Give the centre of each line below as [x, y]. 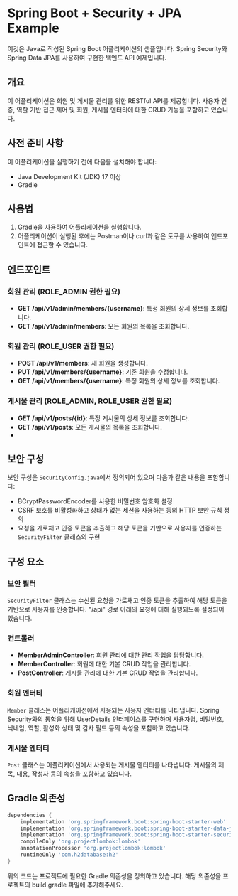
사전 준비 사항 [35, 143]
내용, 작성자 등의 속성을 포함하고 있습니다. [74, 774]
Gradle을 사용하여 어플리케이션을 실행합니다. [79, 227]
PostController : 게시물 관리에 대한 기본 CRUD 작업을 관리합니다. [108, 673]
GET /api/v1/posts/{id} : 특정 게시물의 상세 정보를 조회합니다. [103, 418]
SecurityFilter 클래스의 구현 [59, 537]
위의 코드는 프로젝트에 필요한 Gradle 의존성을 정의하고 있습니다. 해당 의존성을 [114, 875]
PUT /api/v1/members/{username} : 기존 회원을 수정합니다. [103, 372]
